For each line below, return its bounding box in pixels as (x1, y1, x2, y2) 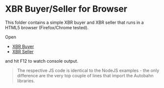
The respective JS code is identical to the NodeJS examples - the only (17, 67, 160, 73)
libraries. (17, 78, 35, 84)
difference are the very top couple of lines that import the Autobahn (17, 72, 154, 78)
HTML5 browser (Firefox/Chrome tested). (5, 24, 89, 30)
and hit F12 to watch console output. (5, 58, 78, 64)
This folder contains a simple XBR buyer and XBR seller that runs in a (5, 19, 144, 25)
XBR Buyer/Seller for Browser (5, 3, 127, 15)
